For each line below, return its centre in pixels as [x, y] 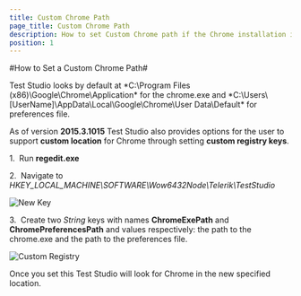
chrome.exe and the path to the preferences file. [99, 239]
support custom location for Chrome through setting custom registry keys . [149, 141]
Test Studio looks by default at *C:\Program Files [100, 85]
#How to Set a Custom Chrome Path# [78, 68]
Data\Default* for [226, 105]
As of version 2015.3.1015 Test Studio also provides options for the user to [147, 132]
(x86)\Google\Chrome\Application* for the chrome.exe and [118, 95]
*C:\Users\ [248, 95]
